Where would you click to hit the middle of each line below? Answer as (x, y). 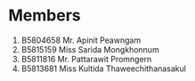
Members (45, 16)
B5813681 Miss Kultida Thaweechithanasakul (103, 69)
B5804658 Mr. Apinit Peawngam (81, 40)
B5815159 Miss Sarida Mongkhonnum (90, 49)
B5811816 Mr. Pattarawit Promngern (86, 59)
